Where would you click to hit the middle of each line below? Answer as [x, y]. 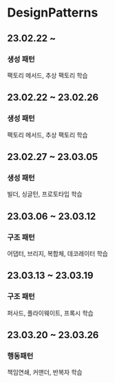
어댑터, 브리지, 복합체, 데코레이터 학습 [57, 253]
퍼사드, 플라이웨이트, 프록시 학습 [51, 313]
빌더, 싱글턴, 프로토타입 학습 [45, 194]
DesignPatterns [53, 13]
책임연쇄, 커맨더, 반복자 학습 [45, 372]
